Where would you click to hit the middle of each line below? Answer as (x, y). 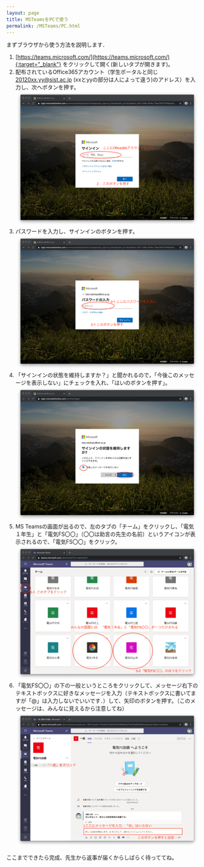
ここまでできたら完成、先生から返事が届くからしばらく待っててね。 (92, 858)
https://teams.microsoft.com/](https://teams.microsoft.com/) (93, 57)
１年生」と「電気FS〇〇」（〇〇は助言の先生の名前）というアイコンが (103, 534)
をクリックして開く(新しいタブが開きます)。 (118, 64)
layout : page (23, 13)
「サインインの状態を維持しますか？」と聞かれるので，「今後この (97, 375)
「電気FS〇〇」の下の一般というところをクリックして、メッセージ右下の (107, 686)
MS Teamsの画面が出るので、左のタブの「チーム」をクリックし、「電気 (104, 526)
